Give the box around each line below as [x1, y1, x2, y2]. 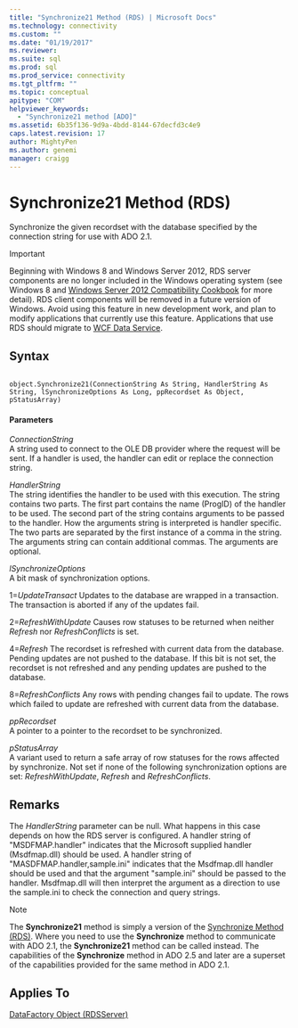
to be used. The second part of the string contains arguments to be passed [9, 508, 285, 519]
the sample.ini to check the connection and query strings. [9, 887, 221, 898]
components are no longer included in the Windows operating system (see [9, 276, 283, 286]
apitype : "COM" [9, 95, 66, 105]
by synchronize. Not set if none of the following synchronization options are [9, 761, 287, 772]
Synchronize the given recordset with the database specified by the [9, 222, 258, 233]
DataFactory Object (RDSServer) [9, 1009, 129, 1020]
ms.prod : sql [9, 63, 58, 72]
